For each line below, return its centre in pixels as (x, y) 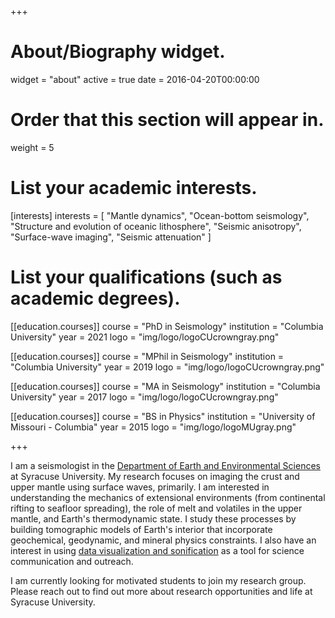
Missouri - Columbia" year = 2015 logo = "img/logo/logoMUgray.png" (153, 427)
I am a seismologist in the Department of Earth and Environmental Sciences (165, 465)
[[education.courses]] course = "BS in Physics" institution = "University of (163, 416)
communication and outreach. (72, 561)
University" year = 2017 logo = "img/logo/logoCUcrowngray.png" (144, 397)
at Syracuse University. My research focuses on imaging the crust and (155, 476)
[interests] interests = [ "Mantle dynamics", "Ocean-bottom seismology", (160, 215)
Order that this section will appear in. (167, 120)
